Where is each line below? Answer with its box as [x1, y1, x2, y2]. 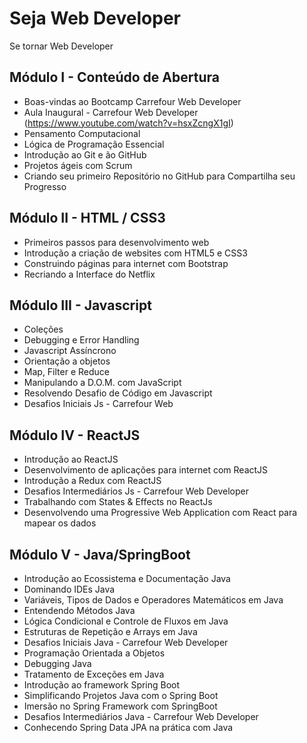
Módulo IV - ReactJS [9, 427, 141, 444]
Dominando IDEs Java [23, 583, 116, 595]
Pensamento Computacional [23, 127, 141, 139]
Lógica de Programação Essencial [23, 138, 165, 150]
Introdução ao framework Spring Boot [23, 679, 181, 691]
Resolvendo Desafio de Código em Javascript [23, 387, 213, 399]
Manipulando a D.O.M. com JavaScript [23, 377, 182, 389]
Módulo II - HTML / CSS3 [9, 210, 166, 227]
